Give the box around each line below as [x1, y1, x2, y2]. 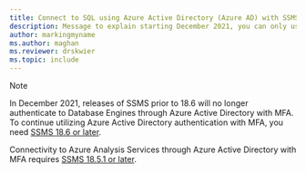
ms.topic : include [9, 55, 79, 64]
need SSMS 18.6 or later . [9, 127, 102, 137]
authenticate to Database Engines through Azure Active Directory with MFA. [9, 108, 294, 118]
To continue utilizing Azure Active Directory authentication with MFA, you [9, 117, 284, 128]
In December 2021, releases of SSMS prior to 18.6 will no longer [9, 98, 249, 109]
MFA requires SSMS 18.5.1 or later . [9, 154, 137, 164]
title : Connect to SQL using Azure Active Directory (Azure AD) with [9, 13, 280, 23]
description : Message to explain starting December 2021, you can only [9, 22, 287, 31]
